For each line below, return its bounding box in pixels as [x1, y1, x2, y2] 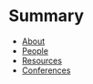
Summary [8, 5, 84, 26]
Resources [21, 55, 63, 66]
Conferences [21, 65, 71, 76]
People [21, 45, 49, 56]
